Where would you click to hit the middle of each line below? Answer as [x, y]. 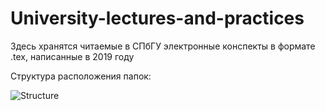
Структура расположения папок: [81, 76]
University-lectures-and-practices [157, 18]
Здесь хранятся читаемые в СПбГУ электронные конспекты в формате [163, 46]
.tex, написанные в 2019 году [72, 56]
